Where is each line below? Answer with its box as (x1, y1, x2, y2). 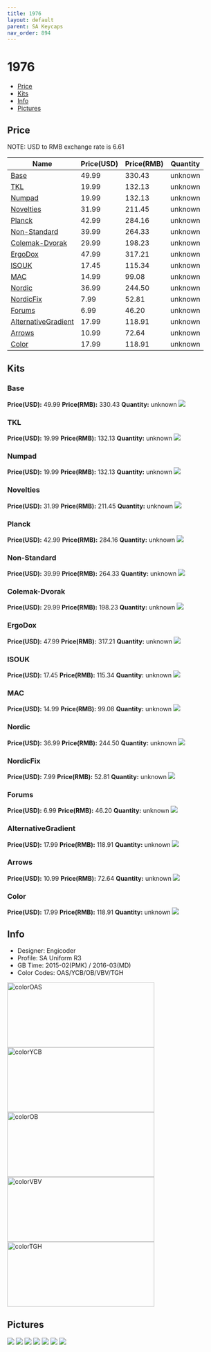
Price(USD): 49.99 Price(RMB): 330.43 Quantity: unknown (7, 400, 178, 408)
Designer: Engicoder (17, 946, 76, 955)
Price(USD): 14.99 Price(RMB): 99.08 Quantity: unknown (7, 705, 172, 713)
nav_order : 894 (7, 29, 51, 37)
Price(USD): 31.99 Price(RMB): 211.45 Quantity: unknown (7, 502, 174, 510)
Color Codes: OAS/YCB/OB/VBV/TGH (17, 968, 124, 976)
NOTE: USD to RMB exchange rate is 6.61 (7, 143, 125, 151)
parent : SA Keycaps (7, 23, 64, 30)
